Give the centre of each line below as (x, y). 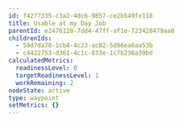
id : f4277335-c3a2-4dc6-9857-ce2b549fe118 (81, 16)
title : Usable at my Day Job (57, 23)
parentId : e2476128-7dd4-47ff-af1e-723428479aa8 (91, 31)
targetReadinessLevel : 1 (57, 75)
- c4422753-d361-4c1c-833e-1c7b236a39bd (84, 53)
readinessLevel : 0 (47, 68)
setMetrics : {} (34, 105)
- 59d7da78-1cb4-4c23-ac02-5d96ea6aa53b (84, 46)
